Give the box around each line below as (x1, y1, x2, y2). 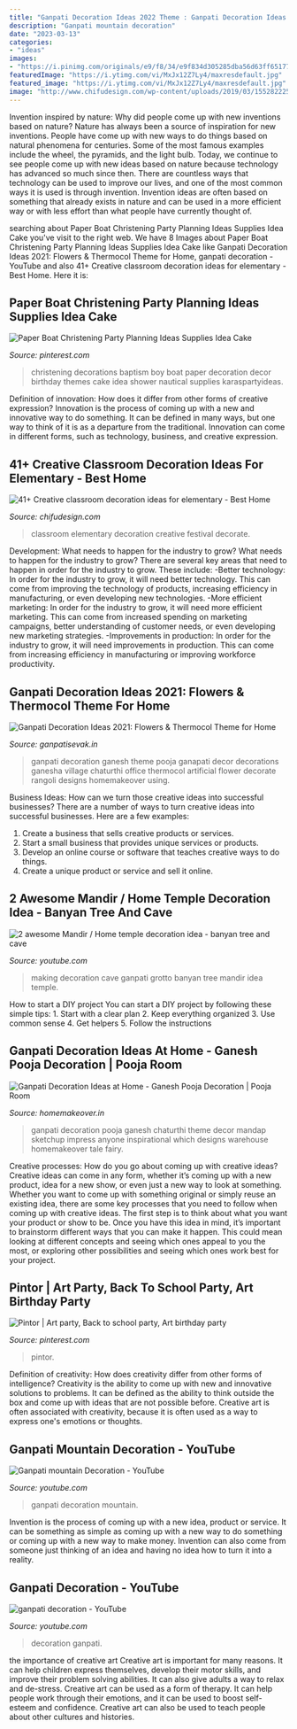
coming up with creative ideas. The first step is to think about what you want (9, 1207, 288, 1218)
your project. (9, 1254, 56, 1265)
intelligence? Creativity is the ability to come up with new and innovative (9, 1378, 272, 1389)
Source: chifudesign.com (9, 511, 101, 523)
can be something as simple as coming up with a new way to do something (9, 1526, 283, 1537)
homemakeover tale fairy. (30, 1144, 124, 1154)
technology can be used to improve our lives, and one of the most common (9, 177, 283, 188)
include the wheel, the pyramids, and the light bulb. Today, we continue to (9, 149, 278, 159)
